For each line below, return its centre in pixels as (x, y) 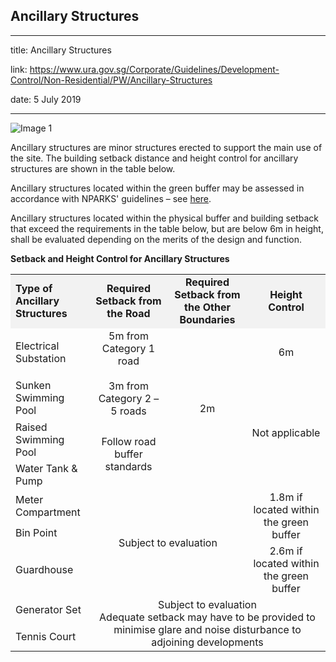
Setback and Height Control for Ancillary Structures (120, 258)
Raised (31, 427)
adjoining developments (207, 642)
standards (128, 466)
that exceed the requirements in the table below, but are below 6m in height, (167, 228)
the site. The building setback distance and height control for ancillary (154, 158)
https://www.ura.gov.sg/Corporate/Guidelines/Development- (154, 69)
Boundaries (207, 319)
